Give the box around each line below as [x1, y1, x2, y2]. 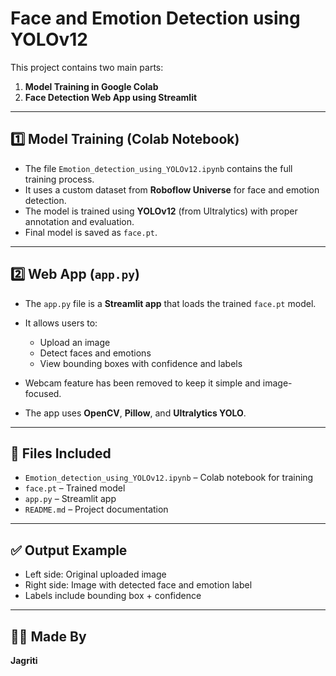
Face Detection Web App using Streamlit [24, 91, 198, 103]
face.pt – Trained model [24, 482, 126, 494]
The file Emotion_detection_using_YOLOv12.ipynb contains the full [24, 162, 293, 174]
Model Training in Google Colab [24, 80, 159, 92]
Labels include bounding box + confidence [24, 590, 202, 602]
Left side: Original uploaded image [24, 568, 167, 581]
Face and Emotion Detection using [10, 7, 301, 30]
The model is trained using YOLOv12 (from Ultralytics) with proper [24, 205, 298, 217]
